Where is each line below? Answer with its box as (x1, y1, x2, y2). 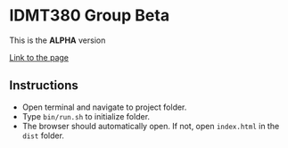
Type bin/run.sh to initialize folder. (21, 111, 150, 121)
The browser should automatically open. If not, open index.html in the (21, 120, 280, 131)
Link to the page (9, 52, 70, 62)
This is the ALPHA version (9, 35, 106, 45)
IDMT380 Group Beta (9, 5, 170, 26)
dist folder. (21, 130, 65, 141)
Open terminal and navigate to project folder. (21, 102, 187, 112)
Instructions (9, 78, 78, 94)
